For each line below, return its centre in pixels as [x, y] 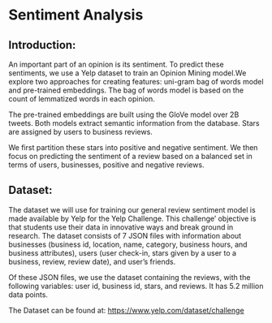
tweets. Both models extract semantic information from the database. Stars [134, 123]
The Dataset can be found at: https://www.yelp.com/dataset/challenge [127, 310]
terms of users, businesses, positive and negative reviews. [106, 165]
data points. [28, 295]
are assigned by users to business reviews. [80, 132]
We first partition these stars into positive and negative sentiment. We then [133, 147]
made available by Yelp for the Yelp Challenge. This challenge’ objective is [132, 218]
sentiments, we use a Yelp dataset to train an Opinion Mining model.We [127, 73]
